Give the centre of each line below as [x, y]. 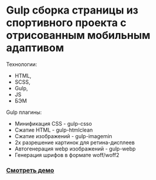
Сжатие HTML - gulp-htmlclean [54, 130]
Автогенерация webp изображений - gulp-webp [75, 149]
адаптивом [35, 48]
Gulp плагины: [24, 112]
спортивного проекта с [66, 23]
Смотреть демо [30, 170]
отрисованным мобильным [78, 35]
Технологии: [22, 64]
